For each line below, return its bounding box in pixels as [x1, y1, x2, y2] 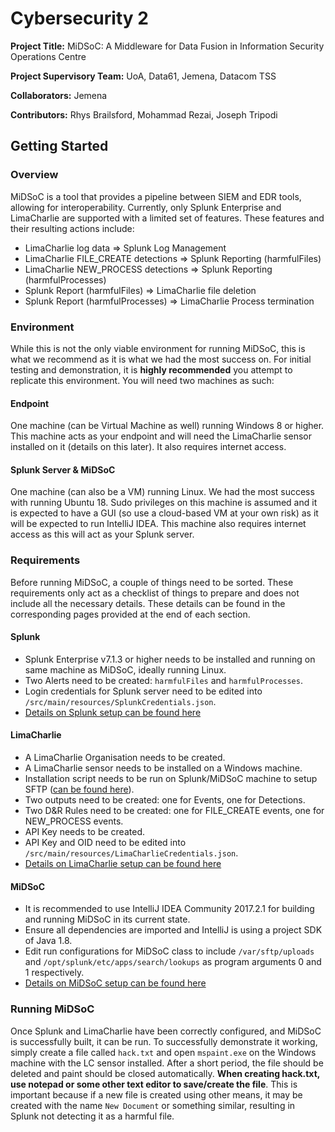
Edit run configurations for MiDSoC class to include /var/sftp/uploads [24, 945, 315, 957]
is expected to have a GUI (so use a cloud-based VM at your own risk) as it [10, 507, 319, 519]
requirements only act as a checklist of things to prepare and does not [10, 587, 300, 599]
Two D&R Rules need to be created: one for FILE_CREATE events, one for [24, 805, 325, 817]
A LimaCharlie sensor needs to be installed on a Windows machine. [24, 762, 303, 774]
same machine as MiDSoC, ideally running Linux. [24, 663, 227, 676]
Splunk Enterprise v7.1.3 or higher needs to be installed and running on [24, 653, 316, 665]
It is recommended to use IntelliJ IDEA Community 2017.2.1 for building [24, 903, 315, 915]
